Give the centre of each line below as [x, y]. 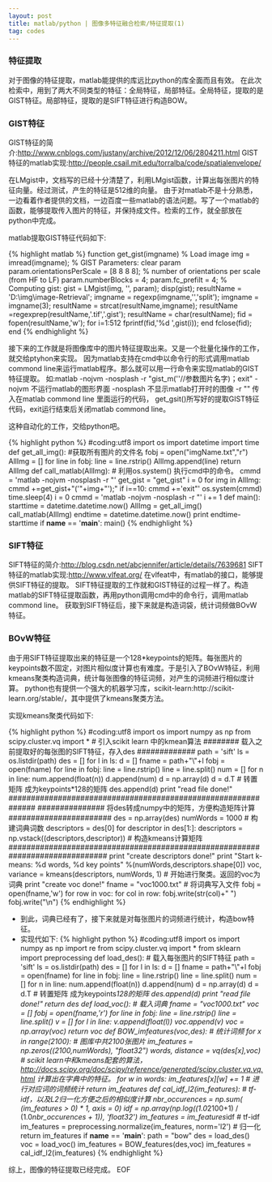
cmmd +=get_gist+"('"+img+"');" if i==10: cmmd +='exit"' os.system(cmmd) [135, 488]
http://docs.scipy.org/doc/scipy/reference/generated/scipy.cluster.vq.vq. [142, 1069]
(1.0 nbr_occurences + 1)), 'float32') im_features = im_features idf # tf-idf [140, 1116]
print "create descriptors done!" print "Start [181, 855]
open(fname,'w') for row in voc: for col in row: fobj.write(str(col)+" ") [123, 893]
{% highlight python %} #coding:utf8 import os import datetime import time [134, 442]
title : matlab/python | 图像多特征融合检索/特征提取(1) [96, 24]
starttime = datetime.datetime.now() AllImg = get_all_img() [105, 505]
